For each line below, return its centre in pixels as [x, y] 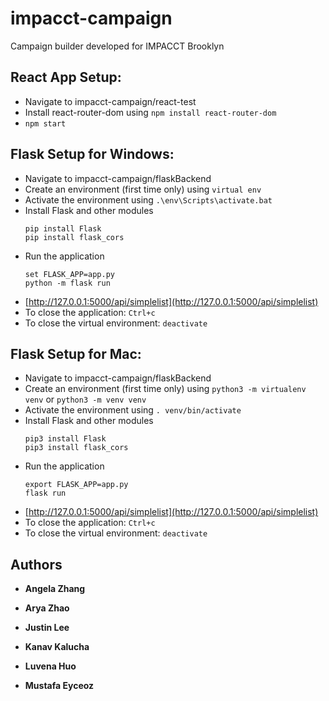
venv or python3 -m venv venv [85, 399]
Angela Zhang [55, 589]
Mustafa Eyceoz [59, 686]
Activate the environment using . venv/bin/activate [133, 410]
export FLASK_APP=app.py [76, 485]
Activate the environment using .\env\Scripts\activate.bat [148, 199]
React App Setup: [66, 77]
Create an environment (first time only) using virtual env [143, 189]
